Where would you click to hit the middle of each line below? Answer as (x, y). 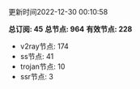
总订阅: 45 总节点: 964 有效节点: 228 (70, 29)
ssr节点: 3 (37, 76)
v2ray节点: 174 (44, 46)
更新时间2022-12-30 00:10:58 (58, 12)
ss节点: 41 (37, 56)
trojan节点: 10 (42, 66)
